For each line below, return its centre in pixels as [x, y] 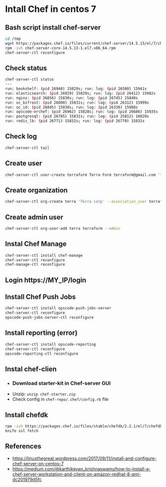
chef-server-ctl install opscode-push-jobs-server [58, 308]
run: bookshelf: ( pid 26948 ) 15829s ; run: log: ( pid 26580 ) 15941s [76, 89]
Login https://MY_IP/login [46, 280]
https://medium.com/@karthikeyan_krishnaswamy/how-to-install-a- [81, 469]
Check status [26, 68]
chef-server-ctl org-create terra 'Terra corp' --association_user [76, 202]
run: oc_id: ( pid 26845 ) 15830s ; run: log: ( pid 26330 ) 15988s [72, 107]
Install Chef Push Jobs [41, 297]
